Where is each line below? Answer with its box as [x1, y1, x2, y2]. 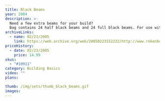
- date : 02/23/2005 [9, 48, 50, 53]
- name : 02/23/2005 [9, 35, 50, 40]
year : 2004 [5, 12, 27, 17]
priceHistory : [5, 43, 34, 48]
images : [5, 88, 21, 93]
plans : [5, 75, 19, 80]
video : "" [5, 71, 26, 76]
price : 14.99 [14, 52, 41, 58]
